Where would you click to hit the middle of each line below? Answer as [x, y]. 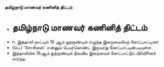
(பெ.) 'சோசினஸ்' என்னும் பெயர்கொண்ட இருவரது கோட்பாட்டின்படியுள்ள [81, 47]
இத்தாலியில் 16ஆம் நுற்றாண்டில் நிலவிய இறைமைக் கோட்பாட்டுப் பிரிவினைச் [84, 53]
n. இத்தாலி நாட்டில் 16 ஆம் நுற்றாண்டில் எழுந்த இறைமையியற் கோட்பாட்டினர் [85, 41]
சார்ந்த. [19, 58]
